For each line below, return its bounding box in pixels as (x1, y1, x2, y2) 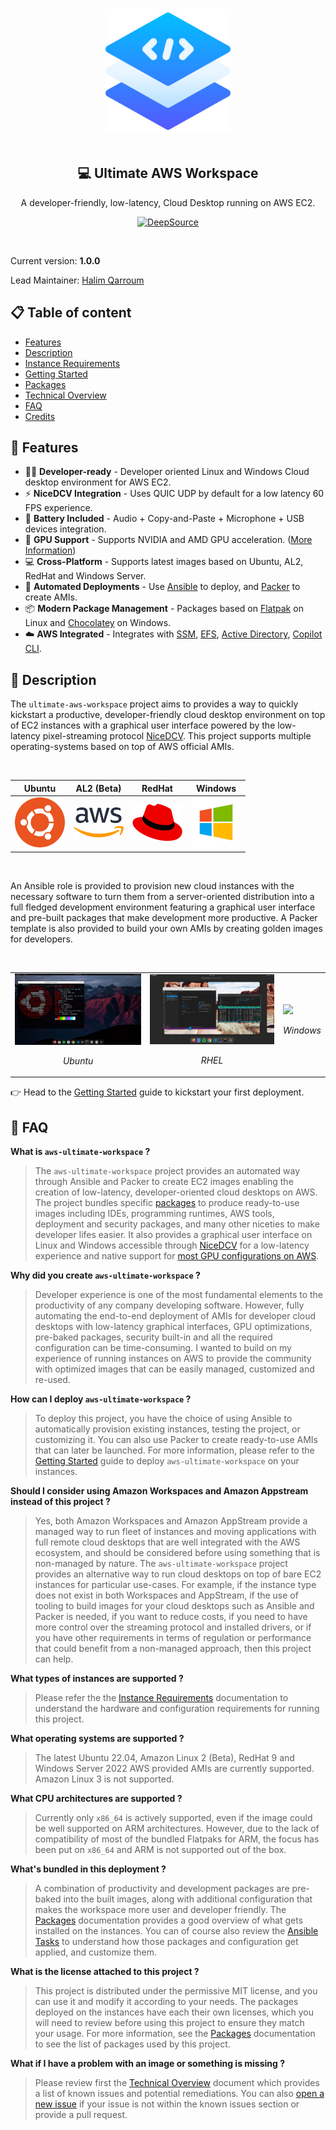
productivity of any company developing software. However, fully (34, 1299, 305, 1312)
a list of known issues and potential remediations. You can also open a (34, 2088, 325, 2100)
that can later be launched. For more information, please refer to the (34, 1444, 315, 1457)
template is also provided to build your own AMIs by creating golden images (10, 922, 323, 934)
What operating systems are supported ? (10, 1733, 185, 1745)
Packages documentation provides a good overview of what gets (34, 1914, 304, 1927)
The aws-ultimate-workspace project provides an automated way (34, 1165, 301, 1177)
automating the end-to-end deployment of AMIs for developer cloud (34, 1310, 317, 1322)
